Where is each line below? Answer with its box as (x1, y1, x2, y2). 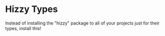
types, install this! (5, 25, 41, 31)
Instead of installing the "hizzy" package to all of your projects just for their (5, 20, 160, 26)
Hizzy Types (5, 3, 58, 15)
